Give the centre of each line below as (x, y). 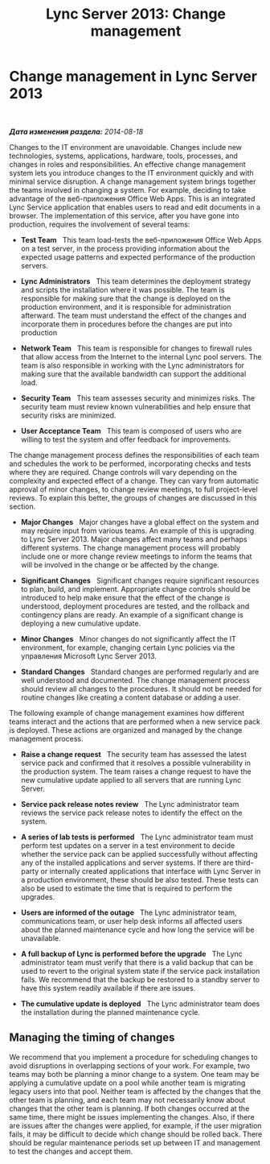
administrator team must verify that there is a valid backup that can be (137, 962)
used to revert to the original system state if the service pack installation (140, 971)
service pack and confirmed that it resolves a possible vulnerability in (136, 763)
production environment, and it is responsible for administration (126, 306)
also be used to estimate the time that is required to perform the (127, 888)
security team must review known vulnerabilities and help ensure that (136, 406)
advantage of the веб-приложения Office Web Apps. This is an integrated (132, 198)
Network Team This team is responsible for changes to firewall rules (136, 348)
